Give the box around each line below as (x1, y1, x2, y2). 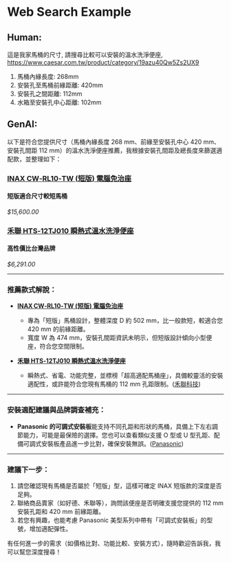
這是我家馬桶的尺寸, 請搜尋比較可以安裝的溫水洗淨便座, (7, 51, 164, 58)
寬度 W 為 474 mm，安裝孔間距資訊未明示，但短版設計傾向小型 (27, 334, 206, 342)
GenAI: (7, 118, 38, 131)
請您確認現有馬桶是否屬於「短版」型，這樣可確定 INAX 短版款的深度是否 (16, 482, 222, 490)
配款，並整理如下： (7, 155, 62, 163)
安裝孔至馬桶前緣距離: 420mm (16, 81, 103, 89)
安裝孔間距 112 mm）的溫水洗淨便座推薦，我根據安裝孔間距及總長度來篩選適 (7, 146, 223, 155)
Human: (7, 32, 43, 43)
